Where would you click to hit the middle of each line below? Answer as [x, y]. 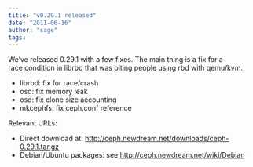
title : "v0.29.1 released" [52, 15]
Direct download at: [51, 139]
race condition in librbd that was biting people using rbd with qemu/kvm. [126, 68]
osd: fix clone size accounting [68, 100]
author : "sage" [33, 30]
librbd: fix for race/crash [59, 83]
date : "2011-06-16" [40, 23]
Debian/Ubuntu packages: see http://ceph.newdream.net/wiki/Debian [132, 155]
